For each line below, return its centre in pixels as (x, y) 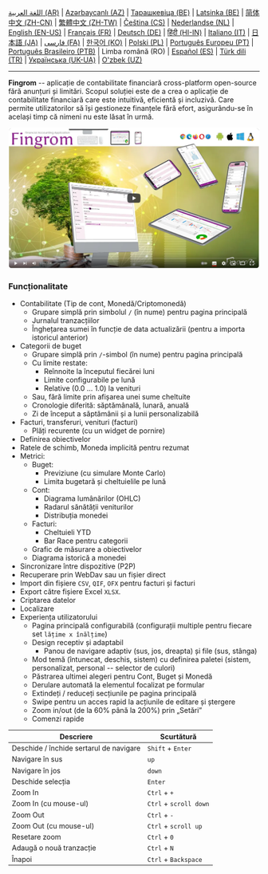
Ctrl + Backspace (175, 859)
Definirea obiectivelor (55, 439)
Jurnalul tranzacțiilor (65, 321)
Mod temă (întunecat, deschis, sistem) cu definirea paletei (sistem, (141, 659)
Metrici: (32, 456)
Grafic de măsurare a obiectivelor (87, 549)
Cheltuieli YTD (67, 533)
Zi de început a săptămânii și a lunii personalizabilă (115, 414)
